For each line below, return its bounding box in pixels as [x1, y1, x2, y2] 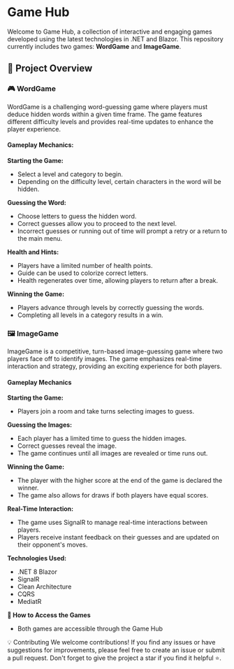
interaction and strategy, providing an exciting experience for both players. [7, 362, 222, 371]
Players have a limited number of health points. [17, 261, 153, 269]
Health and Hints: [7, 248, 59, 256]
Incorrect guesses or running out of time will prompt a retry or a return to [17, 227, 228, 235]
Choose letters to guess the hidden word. [17, 211, 137, 220]
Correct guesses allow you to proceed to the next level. [17, 219, 177, 227]
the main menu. [17, 234, 63, 242]
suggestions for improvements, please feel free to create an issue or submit [7, 646, 226, 654]
